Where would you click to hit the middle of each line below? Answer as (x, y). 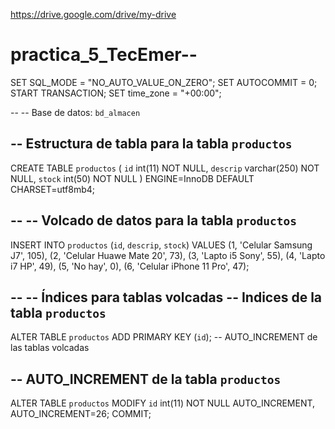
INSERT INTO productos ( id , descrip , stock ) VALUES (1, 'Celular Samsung (161, 245)
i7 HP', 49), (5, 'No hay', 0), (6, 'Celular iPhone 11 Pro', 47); (130, 266)
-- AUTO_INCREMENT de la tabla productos (146, 379)
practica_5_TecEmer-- (104, 55)
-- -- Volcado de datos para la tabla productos (153, 220)
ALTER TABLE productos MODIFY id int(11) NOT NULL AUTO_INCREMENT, (163, 403)
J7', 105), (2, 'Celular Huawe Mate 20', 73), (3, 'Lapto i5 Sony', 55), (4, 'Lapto (168, 255)
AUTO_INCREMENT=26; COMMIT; (81, 414)
